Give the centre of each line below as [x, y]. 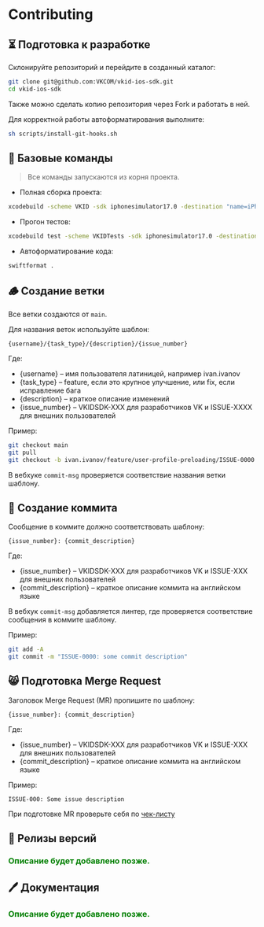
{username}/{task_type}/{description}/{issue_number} [98, 344]
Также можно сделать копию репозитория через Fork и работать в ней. [129, 104]
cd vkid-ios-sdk [35, 89]
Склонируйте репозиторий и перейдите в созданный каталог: [112, 67]
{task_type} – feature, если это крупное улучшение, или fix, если [127, 382]
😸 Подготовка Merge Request [84, 681]
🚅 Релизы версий [52, 838]
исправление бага [50, 390]
